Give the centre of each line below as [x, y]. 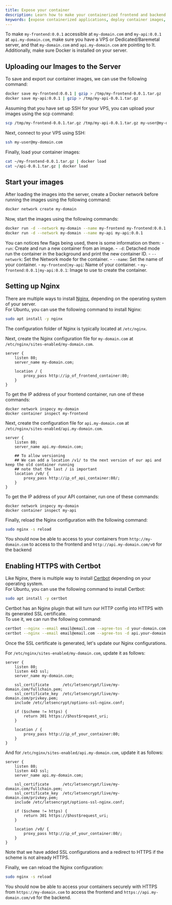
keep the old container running [40, 465]
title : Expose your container [38, 10]
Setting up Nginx [33, 286]
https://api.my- [141, 892]
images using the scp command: [40, 114]
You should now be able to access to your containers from [67, 539]
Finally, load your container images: [43, 152]
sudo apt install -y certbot [36, 599]
